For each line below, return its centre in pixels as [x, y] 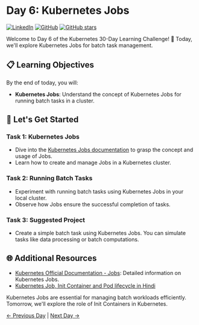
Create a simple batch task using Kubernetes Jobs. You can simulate [100, 233]
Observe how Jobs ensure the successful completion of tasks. [93, 204]
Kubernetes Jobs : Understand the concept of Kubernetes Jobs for [98, 94]
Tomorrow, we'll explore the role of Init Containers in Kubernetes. [87, 304]
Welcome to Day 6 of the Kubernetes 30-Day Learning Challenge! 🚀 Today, [99, 39]
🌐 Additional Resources [52, 258]
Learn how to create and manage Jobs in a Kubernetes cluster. [93, 163]
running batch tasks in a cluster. [55, 101]
